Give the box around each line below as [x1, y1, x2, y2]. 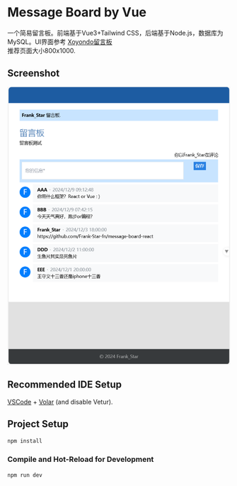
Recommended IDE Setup [7, 379, 122, 391]
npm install [7, 438, 42, 445]
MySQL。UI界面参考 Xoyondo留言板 [7, 37, 112, 46]
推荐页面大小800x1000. [7, 46, 76, 55]
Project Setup [7, 418, 69, 430]
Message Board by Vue [7, 4, 147, 21]
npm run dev [7, 471, 42, 479]
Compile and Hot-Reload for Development [7, 455, 154, 465]
